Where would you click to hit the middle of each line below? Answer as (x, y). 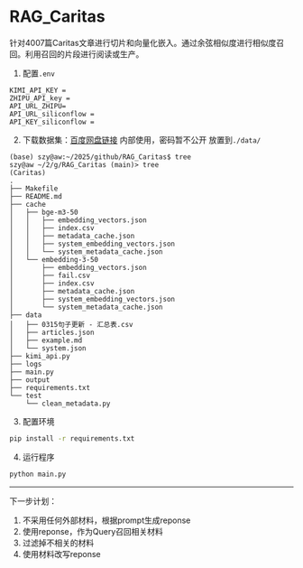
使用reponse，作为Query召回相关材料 (93, 531)
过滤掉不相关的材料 (58, 543)
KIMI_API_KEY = (38, 90)
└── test (26, 396)
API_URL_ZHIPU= (38, 106)
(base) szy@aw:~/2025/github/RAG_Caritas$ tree (101, 157)
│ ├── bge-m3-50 (44, 212)
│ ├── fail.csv (50, 275)
